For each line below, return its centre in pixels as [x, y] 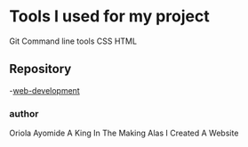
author [24, 113]
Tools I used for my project [110, 16]
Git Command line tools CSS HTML [73, 41]
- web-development [44, 90]
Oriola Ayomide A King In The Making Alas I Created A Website [124, 133]
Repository [40, 69]
